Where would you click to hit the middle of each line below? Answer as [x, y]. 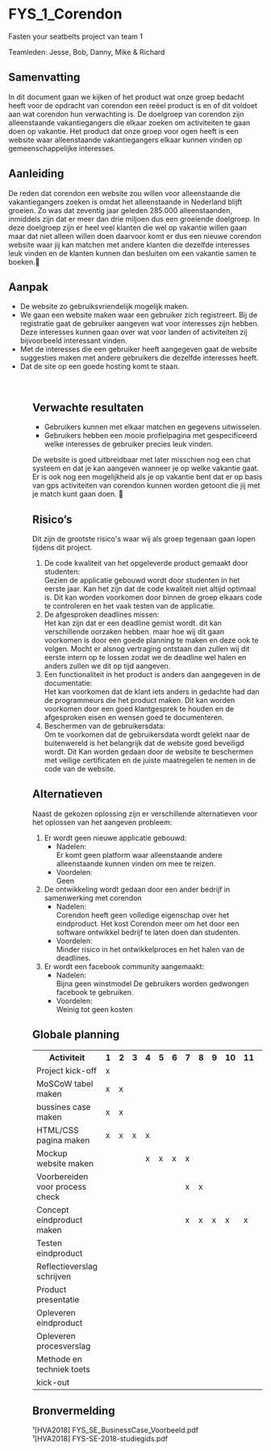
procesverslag [63, 1346]
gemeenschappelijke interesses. [62, 148]
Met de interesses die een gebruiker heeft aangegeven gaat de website [138, 349]
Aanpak [28, 287]
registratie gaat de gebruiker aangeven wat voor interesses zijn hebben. [140, 324]
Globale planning [76, 1035]
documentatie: [68, 683]
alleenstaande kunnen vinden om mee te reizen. [136, 863]
